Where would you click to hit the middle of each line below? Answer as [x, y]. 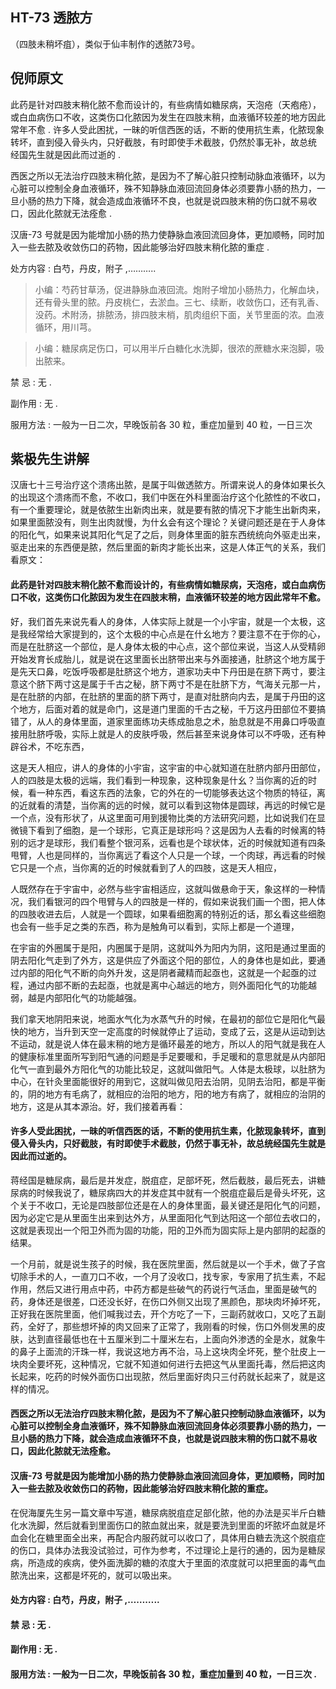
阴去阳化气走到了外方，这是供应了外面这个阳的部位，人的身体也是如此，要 [163, 960]
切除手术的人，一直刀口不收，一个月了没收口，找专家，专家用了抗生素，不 [163, 1276]
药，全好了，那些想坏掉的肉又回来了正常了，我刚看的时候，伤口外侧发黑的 [163, 1326]
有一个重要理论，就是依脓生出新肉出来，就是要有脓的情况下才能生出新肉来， [168, 510]
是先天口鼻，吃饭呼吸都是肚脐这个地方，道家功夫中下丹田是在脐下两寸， [159, 671]
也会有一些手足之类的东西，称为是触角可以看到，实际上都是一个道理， [155, 926]
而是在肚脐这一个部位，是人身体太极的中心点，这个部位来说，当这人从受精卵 [168, 646]
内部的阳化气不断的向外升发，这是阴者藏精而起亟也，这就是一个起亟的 [163, 972]
